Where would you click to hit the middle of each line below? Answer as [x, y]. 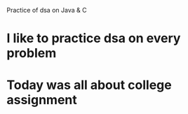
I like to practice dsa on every [94, 38]
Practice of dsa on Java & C [47, 10]
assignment [42, 100]
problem [32, 54]
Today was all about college [89, 85]
